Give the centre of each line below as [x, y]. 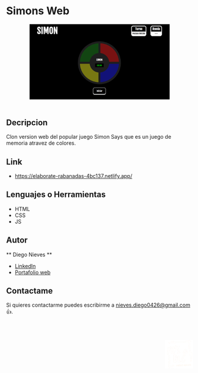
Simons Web [38, 11]
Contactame [30, 291]
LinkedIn [25, 266]
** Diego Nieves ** [29, 254]
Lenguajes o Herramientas [56, 195]
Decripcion [27, 122]
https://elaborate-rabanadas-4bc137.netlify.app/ [73, 176]
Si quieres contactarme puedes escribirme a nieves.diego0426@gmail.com [98, 305]
